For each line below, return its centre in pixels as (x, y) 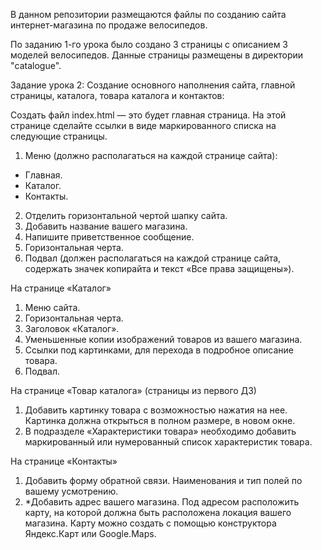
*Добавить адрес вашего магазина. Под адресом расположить (162, 502)
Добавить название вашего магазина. (106, 226)
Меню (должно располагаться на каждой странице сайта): (151, 155)
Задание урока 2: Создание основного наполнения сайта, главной (153, 85)
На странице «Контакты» (64, 461)
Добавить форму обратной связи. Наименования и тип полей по (163, 480)
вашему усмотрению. (71, 491)
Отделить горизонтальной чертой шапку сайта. (126, 215)
